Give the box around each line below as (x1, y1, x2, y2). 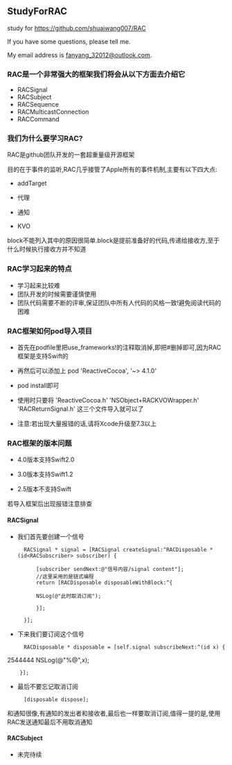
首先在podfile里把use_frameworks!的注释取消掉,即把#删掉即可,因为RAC (17, 343, 222, 351)
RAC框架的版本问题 (7, 438, 72, 448)
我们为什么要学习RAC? (7, 134, 83, 143)
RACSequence (17, 100, 59, 109)
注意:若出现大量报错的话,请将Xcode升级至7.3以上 (17, 419, 157, 428)
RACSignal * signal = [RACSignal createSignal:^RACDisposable (24, 546, 207, 553)
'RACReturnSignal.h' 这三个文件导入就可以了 (17, 405, 144, 413)
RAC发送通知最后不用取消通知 (7, 717, 93, 726)
